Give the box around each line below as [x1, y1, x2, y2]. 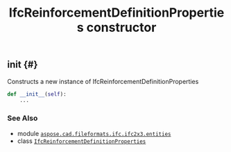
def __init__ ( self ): [7, 90, 67, 98]
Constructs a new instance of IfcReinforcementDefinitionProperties [7, 77, 199, 85]
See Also [7, 113, 38, 123]
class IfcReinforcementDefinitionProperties [17, 137, 146, 145]
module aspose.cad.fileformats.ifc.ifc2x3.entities [17, 129, 171, 137]
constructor [86, 19, 157, 35]
